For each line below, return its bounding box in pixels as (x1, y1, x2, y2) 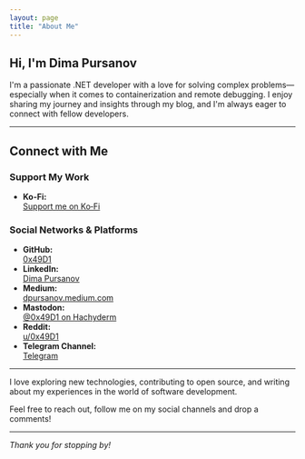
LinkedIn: (22, 264, 59, 274)
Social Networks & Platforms (9, 224, 139, 236)
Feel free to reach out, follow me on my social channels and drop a (9, 404, 259, 414)
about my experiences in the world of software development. (9, 386, 238, 397)
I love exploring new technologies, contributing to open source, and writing (9, 376, 290, 387)
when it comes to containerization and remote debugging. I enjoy (49, 89, 293, 100)
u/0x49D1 (22, 331, 59, 342)
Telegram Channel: (22, 341, 97, 352)
